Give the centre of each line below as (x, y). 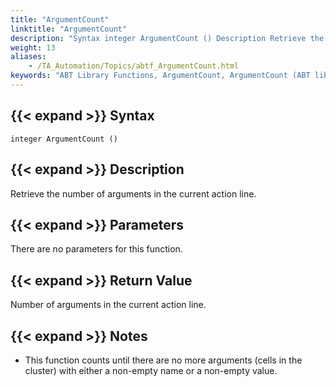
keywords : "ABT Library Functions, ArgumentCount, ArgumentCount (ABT (160, 76)
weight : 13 (33, 47)
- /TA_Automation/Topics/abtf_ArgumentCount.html (134, 66)
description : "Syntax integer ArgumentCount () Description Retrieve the (167, 38)
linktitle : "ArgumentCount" (69, 29)
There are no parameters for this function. (96, 249)
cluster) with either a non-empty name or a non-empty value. (151, 370)
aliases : (28, 57)
